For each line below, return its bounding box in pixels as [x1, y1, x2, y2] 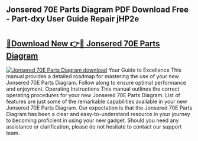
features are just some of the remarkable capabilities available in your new [6, 98, 187, 105]
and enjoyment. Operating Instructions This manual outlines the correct [6, 85, 180, 92]
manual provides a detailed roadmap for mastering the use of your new [6, 73, 179, 79]
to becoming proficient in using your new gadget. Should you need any [6, 117, 179, 124]
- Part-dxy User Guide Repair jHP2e [6, 14, 139, 24]
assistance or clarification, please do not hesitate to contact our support [6, 123, 182, 130]
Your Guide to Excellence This [108, 66, 182, 73]
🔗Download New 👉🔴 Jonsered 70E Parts [6, 39, 160, 49]
